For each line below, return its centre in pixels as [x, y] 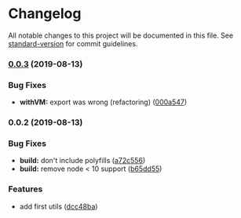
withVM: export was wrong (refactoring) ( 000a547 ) [103, 102]
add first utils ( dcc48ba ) [58, 206]
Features [26, 189]
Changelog [45, 14]
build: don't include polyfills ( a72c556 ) [82, 161]
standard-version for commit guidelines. [73, 43]
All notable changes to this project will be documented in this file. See [121, 35]
